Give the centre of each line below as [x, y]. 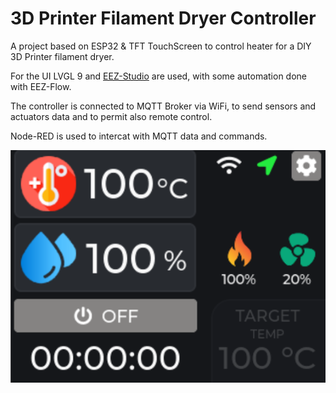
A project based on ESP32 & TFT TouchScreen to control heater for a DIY [161, 46]
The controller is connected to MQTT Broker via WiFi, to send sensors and [163, 106]
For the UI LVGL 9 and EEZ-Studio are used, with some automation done [159, 76]
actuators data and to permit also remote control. [111, 116]
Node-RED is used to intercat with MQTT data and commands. [139, 136]
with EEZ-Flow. [41, 86]
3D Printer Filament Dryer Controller [163, 18]
